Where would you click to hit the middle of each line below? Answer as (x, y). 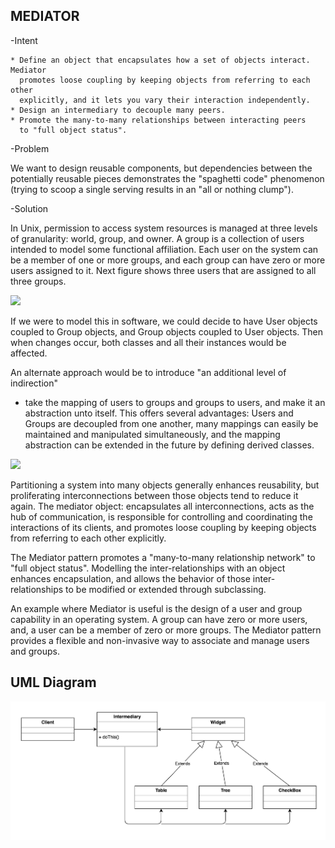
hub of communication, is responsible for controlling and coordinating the (161, 516)
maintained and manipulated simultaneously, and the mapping (152, 434)
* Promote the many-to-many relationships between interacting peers (158, 120)
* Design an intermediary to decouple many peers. (118, 110)
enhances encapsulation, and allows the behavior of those (130, 578)
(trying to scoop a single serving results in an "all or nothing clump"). (152, 189)
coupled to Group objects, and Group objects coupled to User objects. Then (166, 331)
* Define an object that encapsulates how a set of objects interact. (160, 60)
